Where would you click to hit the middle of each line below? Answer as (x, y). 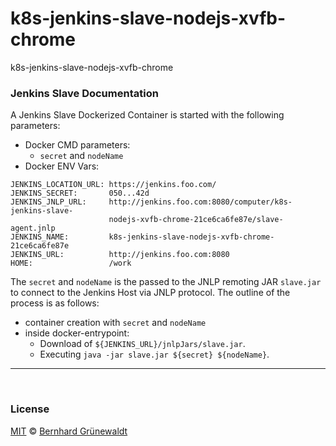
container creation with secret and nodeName (115, 323)
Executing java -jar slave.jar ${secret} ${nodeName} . (154, 354)
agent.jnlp (33, 228)
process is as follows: (55, 303)
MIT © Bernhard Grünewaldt (69, 431)
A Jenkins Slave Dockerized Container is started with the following (147, 115)
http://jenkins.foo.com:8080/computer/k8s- (200, 202)
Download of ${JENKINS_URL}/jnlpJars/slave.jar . (142, 344)
